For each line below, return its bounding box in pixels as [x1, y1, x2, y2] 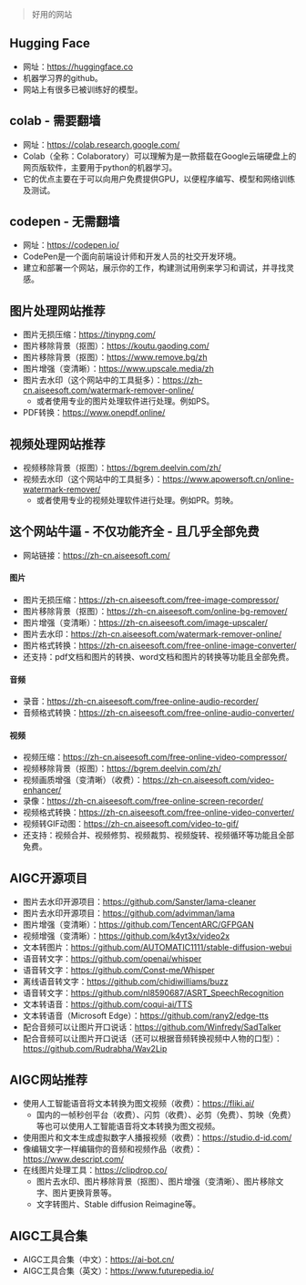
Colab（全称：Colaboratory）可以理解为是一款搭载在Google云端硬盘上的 [22, 150, 297, 161]
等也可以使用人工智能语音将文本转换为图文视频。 [36, 1121, 220, 1132]
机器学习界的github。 [22, 72, 103, 83]
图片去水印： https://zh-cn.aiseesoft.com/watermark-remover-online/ [22, 629, 282, 640]
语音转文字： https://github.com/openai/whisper [22, 953, 202, 964]
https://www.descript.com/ [22, 1154, 125, 1165]
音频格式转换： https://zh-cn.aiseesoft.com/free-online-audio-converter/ [22, 707, 295, 718]
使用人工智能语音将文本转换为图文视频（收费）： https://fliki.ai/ [22, 1098, 255, 1109]
